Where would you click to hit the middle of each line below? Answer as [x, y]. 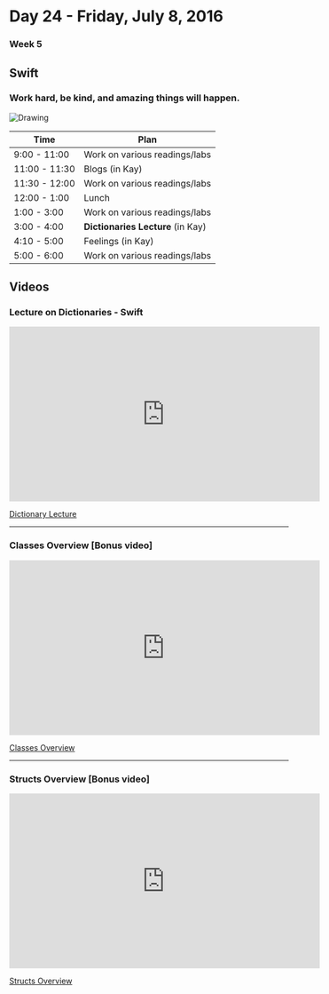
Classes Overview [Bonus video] [81, 545]
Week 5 [26, 44]
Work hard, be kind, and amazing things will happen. [125, 98]
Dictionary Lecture [43, 514]
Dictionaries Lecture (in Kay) [145, 227]
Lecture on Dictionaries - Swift [76, 313]
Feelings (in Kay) [119, 241]
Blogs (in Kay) [113, 169]
